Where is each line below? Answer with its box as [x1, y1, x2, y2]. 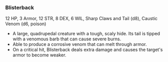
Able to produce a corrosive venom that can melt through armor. [12, 41, 147, 47]
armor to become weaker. [12, 52, 67, 58]
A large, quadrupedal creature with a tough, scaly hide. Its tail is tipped [12, 31, 160, 37]
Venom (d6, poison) [5, 21, 47, 27]
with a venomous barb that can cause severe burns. [12, 36, 121, 42]
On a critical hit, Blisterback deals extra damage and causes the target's [12, 47, 163, 53]
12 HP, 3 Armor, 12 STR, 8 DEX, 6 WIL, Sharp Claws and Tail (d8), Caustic [5, 16, 158, 22]
